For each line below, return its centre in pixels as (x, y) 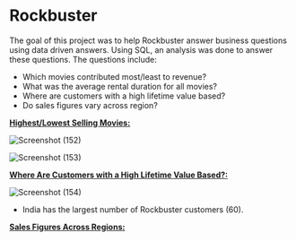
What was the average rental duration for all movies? (120, 86)
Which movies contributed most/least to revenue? (114, 76)
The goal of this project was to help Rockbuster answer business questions (148, 40)
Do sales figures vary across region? (90, 105)
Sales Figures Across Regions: (67, 227)
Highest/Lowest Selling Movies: (70, 123)
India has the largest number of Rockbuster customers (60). (133, 209)
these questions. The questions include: (83, 59)
